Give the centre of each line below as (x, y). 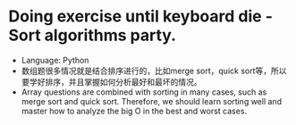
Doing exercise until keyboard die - (141, 17)
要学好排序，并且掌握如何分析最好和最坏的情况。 (111, 81)
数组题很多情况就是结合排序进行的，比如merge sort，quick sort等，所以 (154, 71)
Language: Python (55, 60)
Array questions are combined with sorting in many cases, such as (144, 92)
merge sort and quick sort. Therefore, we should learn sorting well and (152, 101)
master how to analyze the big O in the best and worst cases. (134, 111)
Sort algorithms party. (92, 35)
